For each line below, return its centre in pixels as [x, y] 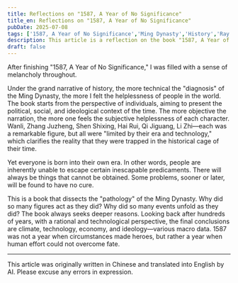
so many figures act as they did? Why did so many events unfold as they [113, 206]
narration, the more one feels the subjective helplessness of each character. [119, 118]
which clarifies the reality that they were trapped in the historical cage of [113, 141]
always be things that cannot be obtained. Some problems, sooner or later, [116, 177]
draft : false [27, 47]
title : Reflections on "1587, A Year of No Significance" [95, 14]
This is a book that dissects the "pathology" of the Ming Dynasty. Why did [115, 199]
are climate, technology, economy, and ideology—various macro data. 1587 [117, 229]
